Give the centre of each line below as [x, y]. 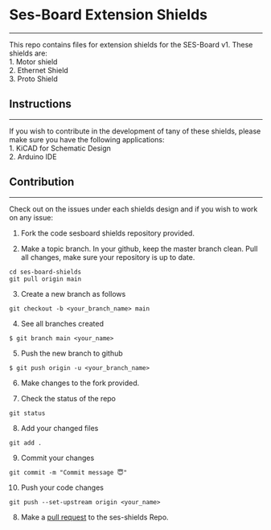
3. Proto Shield [34, 79]
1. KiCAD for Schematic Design [60, 148]
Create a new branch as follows [73, 294]
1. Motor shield [33, 61]
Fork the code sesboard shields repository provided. [108, 233]
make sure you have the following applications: [87, 139]
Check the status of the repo [68, 398]
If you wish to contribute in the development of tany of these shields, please [135, 131]
